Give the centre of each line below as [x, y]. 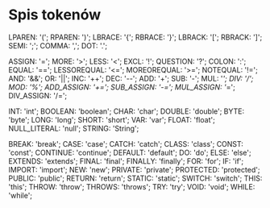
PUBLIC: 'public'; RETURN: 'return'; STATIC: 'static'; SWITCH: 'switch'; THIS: [135, 178]
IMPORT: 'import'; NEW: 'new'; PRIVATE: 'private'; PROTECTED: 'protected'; [134, 169]
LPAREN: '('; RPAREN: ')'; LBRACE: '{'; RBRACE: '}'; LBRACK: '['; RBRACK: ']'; [135, 37]
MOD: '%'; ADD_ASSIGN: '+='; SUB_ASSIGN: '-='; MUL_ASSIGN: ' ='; [122, 87]
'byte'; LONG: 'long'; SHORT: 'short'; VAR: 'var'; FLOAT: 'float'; [112, 119]
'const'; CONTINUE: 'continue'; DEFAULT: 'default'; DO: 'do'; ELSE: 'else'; [130, 152]
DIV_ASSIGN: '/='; [38, 95]
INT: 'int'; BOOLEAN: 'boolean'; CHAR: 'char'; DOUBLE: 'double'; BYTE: [127, 111]
